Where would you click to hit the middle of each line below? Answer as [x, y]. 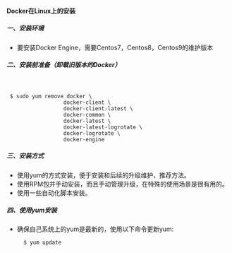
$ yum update [43, 243]
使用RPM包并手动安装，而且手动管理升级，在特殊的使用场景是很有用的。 [122, 184]
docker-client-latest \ [98, 108]
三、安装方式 [25, 156]
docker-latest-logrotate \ [103, 127]
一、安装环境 [25, 28]
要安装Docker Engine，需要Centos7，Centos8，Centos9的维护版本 [115, 47]
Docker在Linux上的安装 [41, 11]
